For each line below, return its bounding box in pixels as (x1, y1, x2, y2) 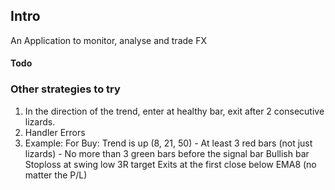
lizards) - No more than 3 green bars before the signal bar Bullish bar (24, 147, 310, 159)
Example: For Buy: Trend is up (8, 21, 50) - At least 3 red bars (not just (24, 137, 313, 149)
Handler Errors (24, 126, 86, 138)
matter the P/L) (24, 169, 88, 181)
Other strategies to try (10, 82, 121, 96)
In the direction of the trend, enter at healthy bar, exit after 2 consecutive (24, 105, 325, 117)
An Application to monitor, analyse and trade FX (10, 34, 207, 46)
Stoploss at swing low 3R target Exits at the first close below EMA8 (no (24, 158, 317, 170)
